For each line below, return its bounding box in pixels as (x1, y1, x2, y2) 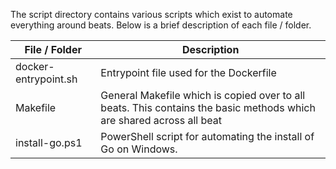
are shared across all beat (100, 114, 222, 127)
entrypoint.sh (15, 72, 78, 86)
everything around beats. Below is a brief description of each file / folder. (10, 19, 312, 31)
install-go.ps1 (15, 136, 83, 149)
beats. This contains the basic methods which (100, 101, 316, 114)
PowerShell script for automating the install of (100, 130, 315, 143)
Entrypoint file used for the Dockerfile (100, 66, 277, 79)
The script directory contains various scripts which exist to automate (10, 9, 293, 20)
